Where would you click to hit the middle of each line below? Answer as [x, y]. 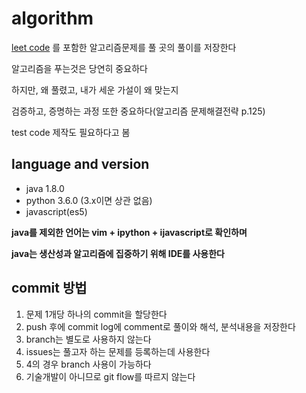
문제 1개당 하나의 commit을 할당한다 [96, 314]
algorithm [52, 18]
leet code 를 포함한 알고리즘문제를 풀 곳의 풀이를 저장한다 [124, 47]
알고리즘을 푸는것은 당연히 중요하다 [79, 68]
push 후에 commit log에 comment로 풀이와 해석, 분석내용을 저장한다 [160, 326]
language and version [80, 164]
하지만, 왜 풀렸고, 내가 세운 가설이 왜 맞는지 [95, 89]
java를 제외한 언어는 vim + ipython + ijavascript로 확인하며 [129, 232]
